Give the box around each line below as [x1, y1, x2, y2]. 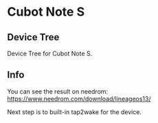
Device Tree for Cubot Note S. [7, 49, 93, 57]
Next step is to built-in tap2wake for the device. [7, 107, 142, 116]
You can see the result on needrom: [7, 87, 109, 96]
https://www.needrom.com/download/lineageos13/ [7, 94, 151, 102]
